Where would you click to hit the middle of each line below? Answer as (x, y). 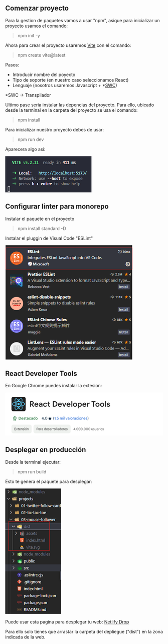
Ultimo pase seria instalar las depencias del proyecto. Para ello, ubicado (80, 105)
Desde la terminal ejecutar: (33, 462)
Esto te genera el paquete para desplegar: (49, 481)
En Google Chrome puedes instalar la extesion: (54, 386)
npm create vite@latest (41, 55)
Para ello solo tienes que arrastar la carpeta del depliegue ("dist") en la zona (84, 631)
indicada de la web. (25, 637)
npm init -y (29, 35)
